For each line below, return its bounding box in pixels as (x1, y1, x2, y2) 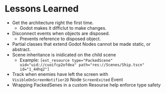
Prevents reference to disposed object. (19, 36, 101, 42)
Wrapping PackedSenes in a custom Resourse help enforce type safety (12, 81, 161, 88)
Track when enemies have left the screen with (12, 71, 108, 77)
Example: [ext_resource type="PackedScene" (19, 57, 113, 63)
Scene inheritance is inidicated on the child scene (12, 51, 116, 58)
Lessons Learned (5, 3, 79, 15)
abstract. (12, 46, 31, 52)
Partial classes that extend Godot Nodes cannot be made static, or (12, 41, 151, 47)
